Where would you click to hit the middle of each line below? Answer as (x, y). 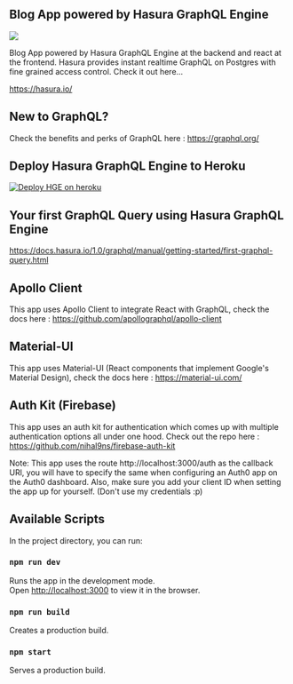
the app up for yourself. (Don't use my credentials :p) (106, 491)
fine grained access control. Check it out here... (96, 71)
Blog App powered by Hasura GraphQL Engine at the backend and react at (146, 52)
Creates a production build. (59, 631)
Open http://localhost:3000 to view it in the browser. (105, 590)
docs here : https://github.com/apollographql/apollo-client (115, 319)
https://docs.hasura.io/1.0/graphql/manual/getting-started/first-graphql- (141, 251)
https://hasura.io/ (41, 89)
